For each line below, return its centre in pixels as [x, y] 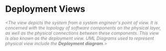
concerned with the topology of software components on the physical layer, [83, 27]
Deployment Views [45, 9]
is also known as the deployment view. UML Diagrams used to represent [80, 38]
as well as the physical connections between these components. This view [82, 33]
